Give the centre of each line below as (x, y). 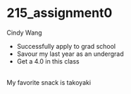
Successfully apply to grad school (66, 46)
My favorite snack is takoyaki (49, 82)
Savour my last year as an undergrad (70, 54)
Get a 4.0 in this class (48, 61)
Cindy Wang (25, 33)
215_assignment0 (60, 13)
